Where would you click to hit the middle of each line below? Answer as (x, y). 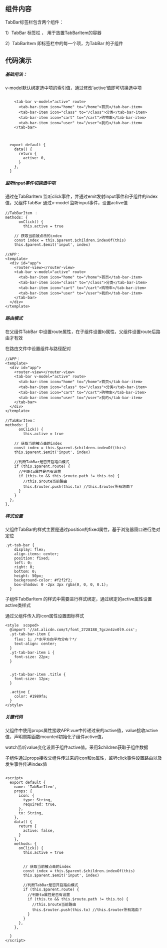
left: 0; (23, 563)
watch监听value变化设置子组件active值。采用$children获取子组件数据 (77, 747)
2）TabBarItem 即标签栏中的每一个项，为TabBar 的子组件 (64, 43)
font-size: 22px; (32, 657)
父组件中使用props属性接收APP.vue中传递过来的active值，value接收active (82, 731)
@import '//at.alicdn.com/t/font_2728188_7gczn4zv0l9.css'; (73, 630)
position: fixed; (32, 558)
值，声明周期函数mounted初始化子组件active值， (55, 737)
